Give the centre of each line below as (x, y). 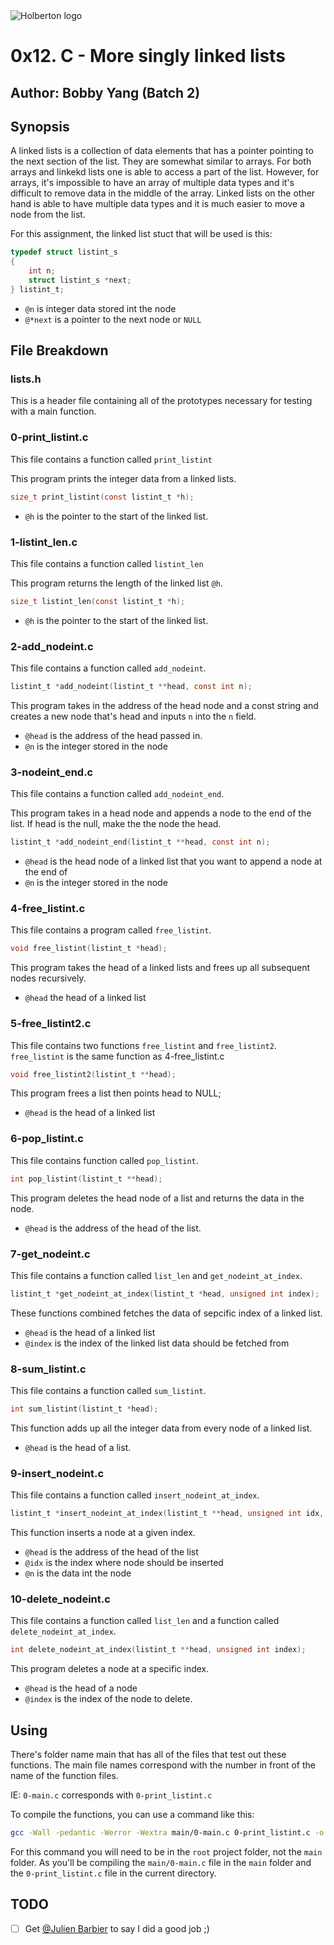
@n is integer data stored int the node (100, 308)
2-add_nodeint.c (52, 646)
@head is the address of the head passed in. (113, 735)
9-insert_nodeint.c (57, 1473)
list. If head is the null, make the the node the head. (116, 824)
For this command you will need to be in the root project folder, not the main (166, 1852)
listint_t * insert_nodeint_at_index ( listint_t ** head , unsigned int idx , (167, 1514)
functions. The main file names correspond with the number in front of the (163, 1765)
